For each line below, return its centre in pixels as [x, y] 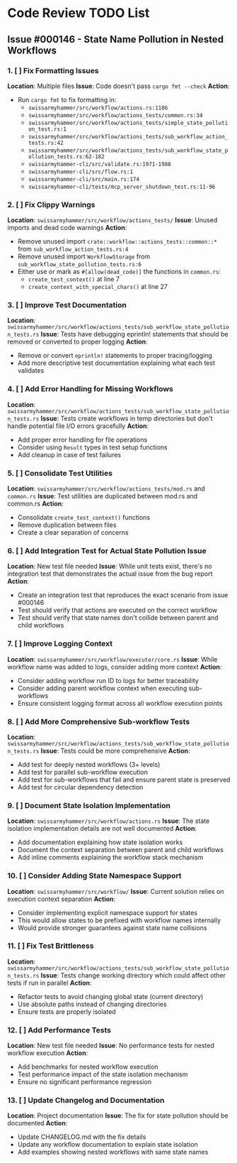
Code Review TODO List [79, 13]
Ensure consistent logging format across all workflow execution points [120, 703]
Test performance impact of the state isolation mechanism [103, 1074]
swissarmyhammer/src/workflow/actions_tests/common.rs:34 [115, 115]
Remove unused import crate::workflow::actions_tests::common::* [117, 241]
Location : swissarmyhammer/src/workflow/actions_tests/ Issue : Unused [112, 220]
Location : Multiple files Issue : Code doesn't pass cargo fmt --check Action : [118, 86]
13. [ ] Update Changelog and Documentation [86, 1101]
